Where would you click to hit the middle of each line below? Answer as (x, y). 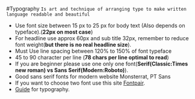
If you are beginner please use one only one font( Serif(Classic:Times (101, 64)
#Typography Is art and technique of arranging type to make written (96, 9)
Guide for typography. (42, 89)
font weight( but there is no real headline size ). (73, 45)
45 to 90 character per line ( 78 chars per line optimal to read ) (92, 57)
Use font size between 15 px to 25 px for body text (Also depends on (100, 25)
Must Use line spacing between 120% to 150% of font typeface (93, 51)
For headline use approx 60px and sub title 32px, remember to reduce (102, 38)
